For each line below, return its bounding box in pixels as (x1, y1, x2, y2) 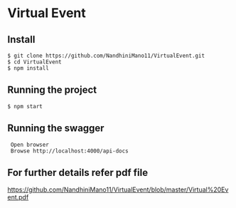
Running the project (7, 84, 97, 96)
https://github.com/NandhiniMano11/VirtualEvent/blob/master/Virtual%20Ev (7, 185, 229, 194)
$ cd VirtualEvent (7, 58, 62, 66)
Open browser (10, 141, 50, 148)
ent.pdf (7, 193, 29, 202)
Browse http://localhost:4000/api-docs (10, 147, 129, 155)
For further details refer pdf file (7, 167, 148, 179)
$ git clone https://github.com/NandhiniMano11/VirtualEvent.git (7, 52, 205, 59)
